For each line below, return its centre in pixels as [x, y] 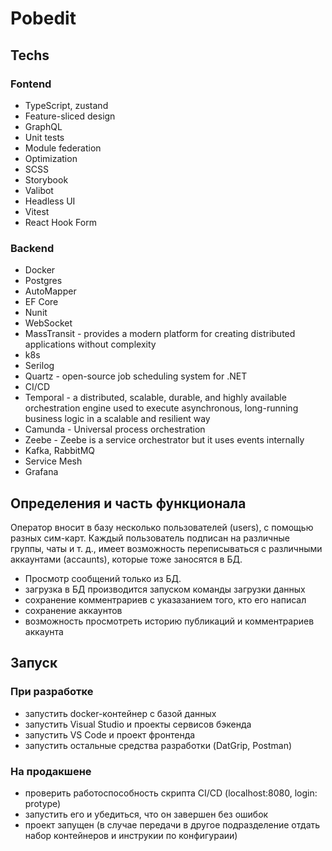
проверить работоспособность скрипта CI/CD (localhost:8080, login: [171, 793]
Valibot [39, 190]
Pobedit [43, 18]
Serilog [39, 366]
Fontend [31, 84]
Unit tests [44, 137]
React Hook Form [60, 222]
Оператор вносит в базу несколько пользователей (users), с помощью [162, 527]
